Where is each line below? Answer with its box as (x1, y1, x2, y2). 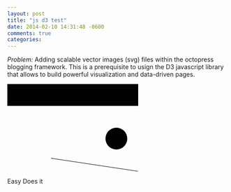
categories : (7, 36, 42, 43)
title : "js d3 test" (7, 17, 68, 24)
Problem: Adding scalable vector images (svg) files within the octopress (7, 55, 214, 64)
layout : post (7, 10, 45, 17)
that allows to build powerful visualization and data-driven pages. (7, 71, 195, 79)
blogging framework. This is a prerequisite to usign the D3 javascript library (7, 63, 225, 71)
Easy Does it (7, 177, 43, 186)
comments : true (7, 29, 52, 37)
